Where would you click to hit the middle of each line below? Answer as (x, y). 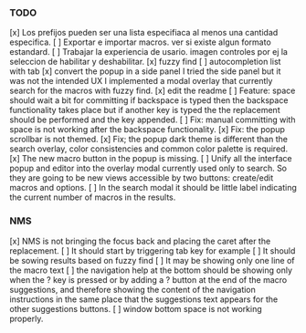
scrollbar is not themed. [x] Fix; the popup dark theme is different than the (148, 140)
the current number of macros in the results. (93, 197)
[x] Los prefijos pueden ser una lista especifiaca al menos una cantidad (144, 33)
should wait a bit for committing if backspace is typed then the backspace (149, 100)
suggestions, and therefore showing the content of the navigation (132, 289)
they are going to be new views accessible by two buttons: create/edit (142, 178)
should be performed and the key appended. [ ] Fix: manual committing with (153, 120)
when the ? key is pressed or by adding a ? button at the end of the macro (148, 279)
